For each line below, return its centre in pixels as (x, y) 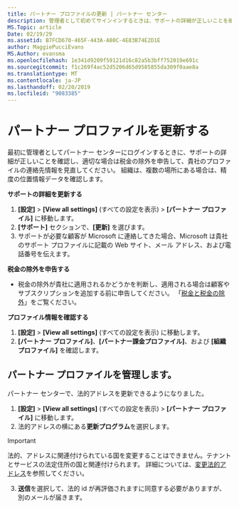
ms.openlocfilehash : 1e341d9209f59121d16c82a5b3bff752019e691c (103, 61)
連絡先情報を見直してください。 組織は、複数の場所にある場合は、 (123, 170)
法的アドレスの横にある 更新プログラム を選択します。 (95, 426)
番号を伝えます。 (49, 254)
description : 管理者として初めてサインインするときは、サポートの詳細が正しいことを (118, 21)
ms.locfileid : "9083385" (44, 93)
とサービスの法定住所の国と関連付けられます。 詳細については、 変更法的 (114, 464)
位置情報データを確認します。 (63, 179)
